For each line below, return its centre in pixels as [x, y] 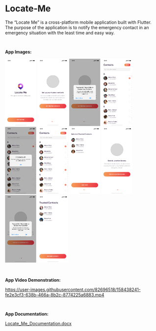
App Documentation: [27, 314]
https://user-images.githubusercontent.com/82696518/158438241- [73, 290]
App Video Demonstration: [33, 280]
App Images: [18, 52]
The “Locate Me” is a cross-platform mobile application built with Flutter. [78, 22]
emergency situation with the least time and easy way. [60, 33]
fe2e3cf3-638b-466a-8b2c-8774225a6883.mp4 [55, 294]
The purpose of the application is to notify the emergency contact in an [77, 27]
